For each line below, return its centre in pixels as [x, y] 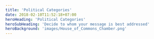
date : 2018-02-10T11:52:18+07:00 [41, 15]
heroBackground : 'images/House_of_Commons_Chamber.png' [66, 29]
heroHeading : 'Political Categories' [46, 19]
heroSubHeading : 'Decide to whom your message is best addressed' [78, 24]
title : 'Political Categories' [39, 10]
